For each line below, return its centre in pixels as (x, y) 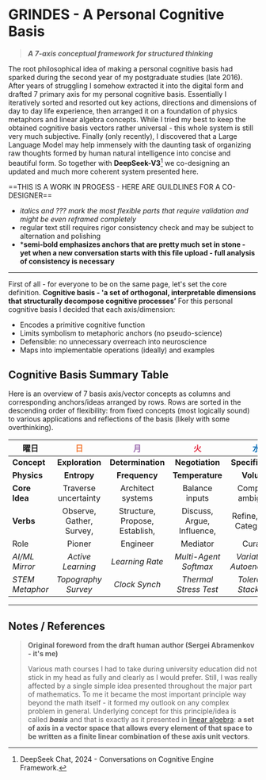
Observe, (79, 511)
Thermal (198, 579)
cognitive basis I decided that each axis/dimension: (92, 309)
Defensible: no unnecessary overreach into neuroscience (113, 341)
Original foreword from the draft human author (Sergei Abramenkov (141, 645)
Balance (198, 488)
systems (137, 498)
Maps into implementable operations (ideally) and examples (117, 350)
